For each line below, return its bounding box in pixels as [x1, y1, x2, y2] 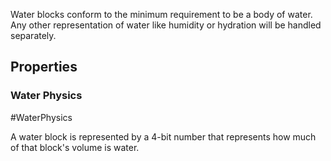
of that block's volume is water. [10, 141, 140, 153]
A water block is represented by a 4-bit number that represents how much [10, 130, 317, 143]
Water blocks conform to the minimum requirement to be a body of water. [10, 9, 313, 20]
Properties [10, 59, 78, 76]
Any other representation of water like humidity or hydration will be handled [10, 19, 322, 31]
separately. [10, 30, 57, 41]
